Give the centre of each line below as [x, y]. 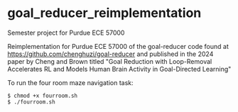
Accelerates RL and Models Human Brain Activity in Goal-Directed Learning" [119, 69]
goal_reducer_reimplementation [104, 13]
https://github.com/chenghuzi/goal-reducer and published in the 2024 [110, 54]
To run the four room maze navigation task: [70, 82]
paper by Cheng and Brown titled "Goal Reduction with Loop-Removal [110, 61]
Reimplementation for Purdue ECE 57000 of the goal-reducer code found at [118, 46]
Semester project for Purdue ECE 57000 [66, 33]
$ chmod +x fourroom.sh [43, 96]
